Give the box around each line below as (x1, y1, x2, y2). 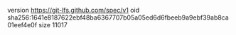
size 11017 (38, 21, 68, 29)
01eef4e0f (7, 21, 38, 29)
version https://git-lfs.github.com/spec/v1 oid (7, 6, 140, 14)
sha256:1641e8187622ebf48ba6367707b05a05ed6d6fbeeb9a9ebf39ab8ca (7, 13, 229, 22)
